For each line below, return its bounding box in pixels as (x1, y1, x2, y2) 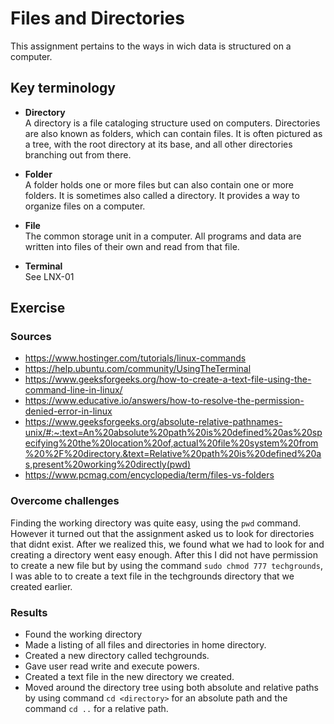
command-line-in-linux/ (24, 384, 123, 396)
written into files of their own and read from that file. (24, 240, 240, 252)
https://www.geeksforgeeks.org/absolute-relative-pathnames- (24, 416, 283, 428)
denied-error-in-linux (24, 405, 113, 417)
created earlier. (10, 580, 73, 592)
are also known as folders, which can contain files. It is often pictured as (24, 127, 323, 139)
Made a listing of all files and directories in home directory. (24, 639, 267, 651)
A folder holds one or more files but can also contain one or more (24, 178, 295, 191)
